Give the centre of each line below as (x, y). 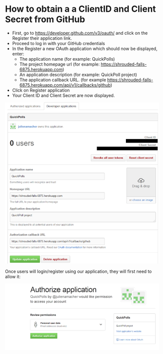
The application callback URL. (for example (63, 80)
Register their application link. (42, 38)
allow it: (13, 276)
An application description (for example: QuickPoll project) (78, 74)
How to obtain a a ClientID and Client (81, 9)
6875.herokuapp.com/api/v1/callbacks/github (65, 85)
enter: (18, 54)
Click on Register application (41, 90)
